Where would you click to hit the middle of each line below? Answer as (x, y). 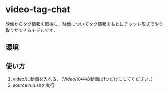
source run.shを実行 (33, 85)
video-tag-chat (38, 9)
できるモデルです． (38, 30)
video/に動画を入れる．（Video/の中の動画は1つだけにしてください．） (84, 79)
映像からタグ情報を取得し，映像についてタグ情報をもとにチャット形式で (80, 24)
